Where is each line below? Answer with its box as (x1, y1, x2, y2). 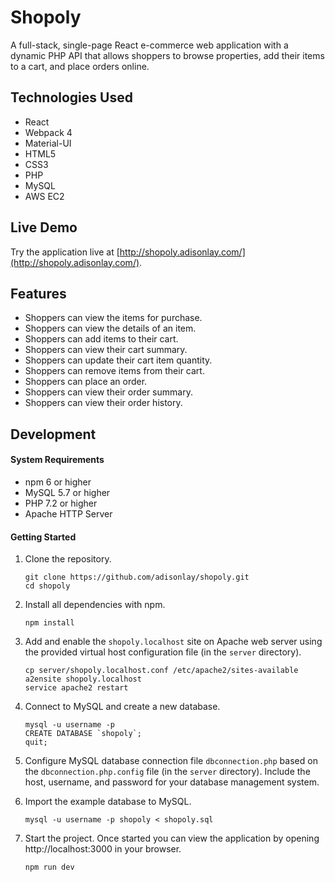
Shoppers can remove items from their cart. (24, 365, 205, 377)
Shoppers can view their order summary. (24, 386, 193, 398)
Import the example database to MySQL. (24, 796, 192, 808)
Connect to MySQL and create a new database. (24, 701, 221, 713)
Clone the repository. (24, 553, 112, 565)
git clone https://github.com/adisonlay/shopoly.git (24, 572, 250, 583)
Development (10, 426, 97, 443)
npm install (24, 618, 75, 628)
